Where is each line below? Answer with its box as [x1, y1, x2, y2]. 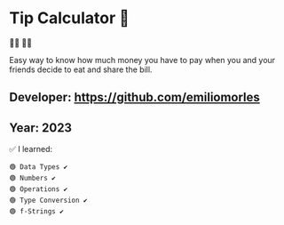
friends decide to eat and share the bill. [9, 64, 153, 75]
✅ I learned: [9, 144, 53, 155]
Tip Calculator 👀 [9, 8, 130, 28]
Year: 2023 [9, 120, 73, 135]
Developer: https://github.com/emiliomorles [9, 90, 260, 105]
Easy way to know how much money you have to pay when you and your [9, 54, 276, 65]
